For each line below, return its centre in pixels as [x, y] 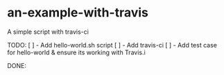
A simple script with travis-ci [48, 32]
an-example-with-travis [78, 13]
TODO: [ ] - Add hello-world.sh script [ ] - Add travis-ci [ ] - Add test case [112, 45]
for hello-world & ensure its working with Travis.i [76, 52]
